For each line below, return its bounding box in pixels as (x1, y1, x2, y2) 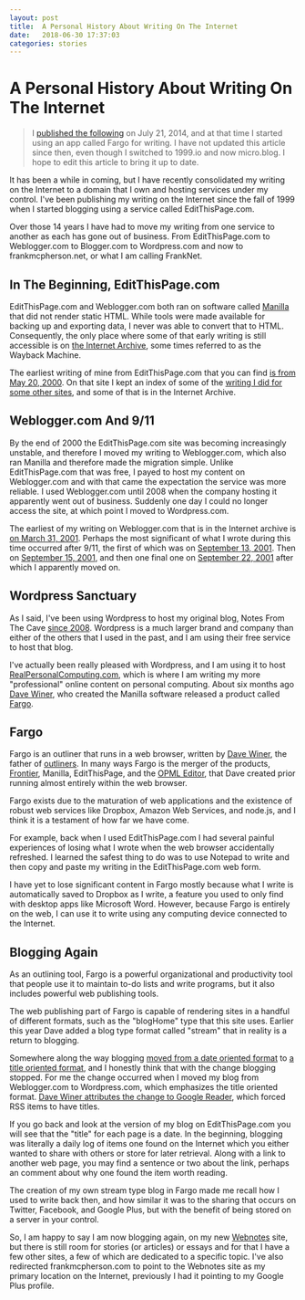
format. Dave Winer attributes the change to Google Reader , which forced (9, 1092, 286, 1103)
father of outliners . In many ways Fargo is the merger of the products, (9, 759, 270, 770)
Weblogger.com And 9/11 (9, 413, 155, 429)
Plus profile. (9, 1280, 55, 1292)
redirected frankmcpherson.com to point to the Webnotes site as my (9, 1261, 266, 1272)
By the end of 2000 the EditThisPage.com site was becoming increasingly (9, 437, 287, 448)
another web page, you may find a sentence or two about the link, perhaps (9, 1158, 290, 1169)
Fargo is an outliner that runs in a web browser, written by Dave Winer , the (9, 749, 288, 760)
